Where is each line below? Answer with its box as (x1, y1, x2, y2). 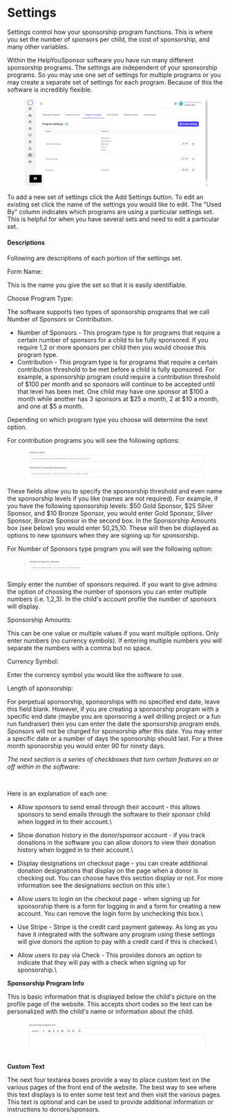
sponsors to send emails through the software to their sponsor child (17, 810, 211, 819)
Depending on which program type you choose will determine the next (7, 415, 209, 423)
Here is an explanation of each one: (7, 789, 108, 798)
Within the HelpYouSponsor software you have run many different (7, 55, 194, 64)
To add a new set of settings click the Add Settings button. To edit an (7, 193, 204, 202)
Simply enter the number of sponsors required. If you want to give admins (7, 580, 218, 588)
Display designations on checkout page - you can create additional (17, 859, 208, 868)
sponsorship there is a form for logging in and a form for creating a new (17, 902, 221, 911)
